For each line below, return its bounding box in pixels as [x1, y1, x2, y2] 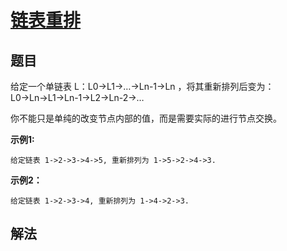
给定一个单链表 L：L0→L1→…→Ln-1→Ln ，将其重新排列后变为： [10, 81, 275, 92]
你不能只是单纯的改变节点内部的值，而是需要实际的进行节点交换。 [10, 112, 282, 124]
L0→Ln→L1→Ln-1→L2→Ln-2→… [10, 92, 145, 103]
